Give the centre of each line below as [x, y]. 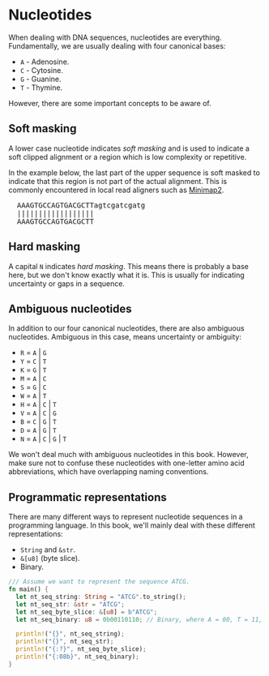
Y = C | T [33, 362]
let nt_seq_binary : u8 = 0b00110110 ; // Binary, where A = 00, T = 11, [139, 619]
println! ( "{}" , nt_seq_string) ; [70, 634]
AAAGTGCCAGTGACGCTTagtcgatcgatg [81, 205]
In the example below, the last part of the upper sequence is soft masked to [134, 173]
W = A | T [33, 396]
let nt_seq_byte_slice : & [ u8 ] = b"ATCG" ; [87, 612]
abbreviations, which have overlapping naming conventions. [109, 472]
